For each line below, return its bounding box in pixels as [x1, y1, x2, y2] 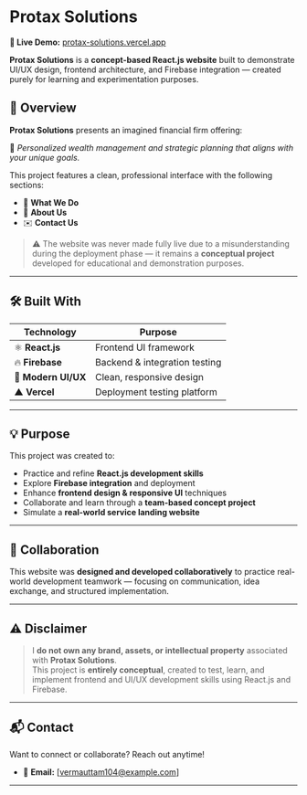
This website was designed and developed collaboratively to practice [9, 567, 276, 578]
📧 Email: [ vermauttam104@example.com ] [22, 766, 180, 778]
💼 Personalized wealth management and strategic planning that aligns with [9, 142, 294, 153]
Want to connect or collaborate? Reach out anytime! [9, 748, 206, 759]
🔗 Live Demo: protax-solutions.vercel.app [9, 37, 166, 48]
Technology [23, 325, 77, 338]
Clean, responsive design [94, 370, 204, 383]
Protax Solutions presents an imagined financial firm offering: [9, 124, 243, 135]
